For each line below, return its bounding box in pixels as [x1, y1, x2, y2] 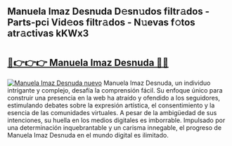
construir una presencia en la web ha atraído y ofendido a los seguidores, [7, 94, 220, 102]
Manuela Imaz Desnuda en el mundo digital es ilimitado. [7, 131, 169, 139]
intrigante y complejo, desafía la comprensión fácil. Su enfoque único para [7, 86, 223, 94]
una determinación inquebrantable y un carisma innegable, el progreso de [7, 124, 222, 132]
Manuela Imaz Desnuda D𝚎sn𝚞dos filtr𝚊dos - [7, 6, 210, 18]
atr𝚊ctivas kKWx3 [7, 27, 89, 39]
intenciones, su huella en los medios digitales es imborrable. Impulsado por [7, 116, 226, 124]
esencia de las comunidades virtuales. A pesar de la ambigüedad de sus [7, 109, 217, 117]
